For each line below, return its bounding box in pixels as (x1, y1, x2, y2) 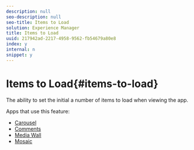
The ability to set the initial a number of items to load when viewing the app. (6, 96, 189, 103)
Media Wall (14, 131, 42, 138)
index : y (6, 41, 27, 47)
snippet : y (6, 52, 33, 58)
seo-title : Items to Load (6, 19, 69, 25)
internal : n (6, 47, 35, 53)
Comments (14, 125, 41, 132)
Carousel (14, 119, 37, 126)
